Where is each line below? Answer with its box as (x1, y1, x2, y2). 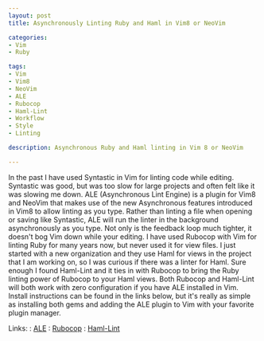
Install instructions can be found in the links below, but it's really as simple (8, 291, 251, 300)
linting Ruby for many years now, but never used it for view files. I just (8, 240, 236, 249)
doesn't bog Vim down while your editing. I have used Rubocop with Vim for (8, 232, 257, 241)
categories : (8, 33, 48, 41)
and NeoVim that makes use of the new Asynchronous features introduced (8, 198, 253, 207)
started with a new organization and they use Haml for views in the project (8, 249, 252, 258)
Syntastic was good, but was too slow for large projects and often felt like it (8, 181, 255, 190)
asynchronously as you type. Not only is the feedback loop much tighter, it (8, 223, 252, 233)
